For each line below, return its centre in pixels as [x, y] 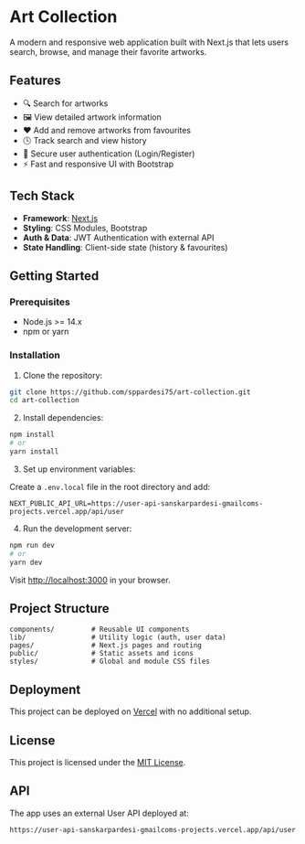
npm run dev [32, 545]
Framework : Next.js [60, 218]
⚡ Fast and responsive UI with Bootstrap [98, 164]
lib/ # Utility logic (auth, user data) [118, 637]
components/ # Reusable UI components [100, 630]
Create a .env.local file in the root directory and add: [110, 486]
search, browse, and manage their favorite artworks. [108, 51]
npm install [32, 435]
